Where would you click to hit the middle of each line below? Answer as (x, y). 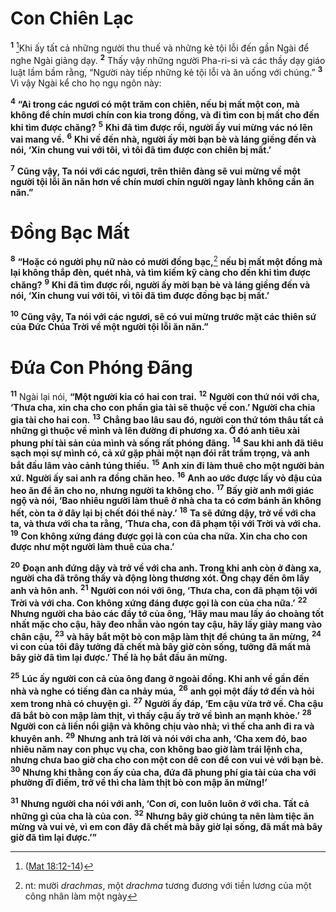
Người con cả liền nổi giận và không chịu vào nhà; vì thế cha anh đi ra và (162, 726)
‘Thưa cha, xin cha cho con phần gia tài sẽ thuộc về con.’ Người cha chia (163, 408)
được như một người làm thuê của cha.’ (92, 546)
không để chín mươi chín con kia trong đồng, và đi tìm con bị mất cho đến (165, 114)
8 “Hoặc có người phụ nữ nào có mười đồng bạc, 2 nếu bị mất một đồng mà (166, 261)
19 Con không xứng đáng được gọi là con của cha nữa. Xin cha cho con (159, 535)
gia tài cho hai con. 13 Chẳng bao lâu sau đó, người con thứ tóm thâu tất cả (167, 419)
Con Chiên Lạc (72, 18)
